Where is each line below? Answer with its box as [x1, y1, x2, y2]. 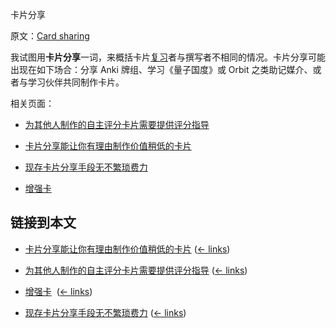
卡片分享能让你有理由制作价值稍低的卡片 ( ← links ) [24, 243, 231, 255]
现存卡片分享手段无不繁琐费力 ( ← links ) [24, 306, 187, 318]
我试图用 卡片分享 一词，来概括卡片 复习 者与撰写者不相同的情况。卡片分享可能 [10, 51, 326, 63]
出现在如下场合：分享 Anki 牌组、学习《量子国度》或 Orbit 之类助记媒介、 [10, 64, 313, 75]
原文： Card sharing [10, 30, 90, 42]
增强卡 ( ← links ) [24, 285, 93, 297]
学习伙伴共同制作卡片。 [27, 76, 125, 88]
